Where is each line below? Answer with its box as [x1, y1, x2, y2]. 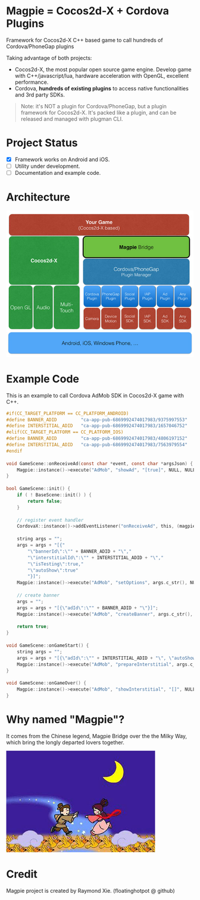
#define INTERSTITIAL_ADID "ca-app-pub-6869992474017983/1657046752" [6, 423, 187, 429]
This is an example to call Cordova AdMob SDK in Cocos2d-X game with [6, 391, 185, 399]
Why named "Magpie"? [6, 713, 125, 726]
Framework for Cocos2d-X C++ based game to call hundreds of [6, 36, 163, 43]
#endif [6, 448, 23, 454]
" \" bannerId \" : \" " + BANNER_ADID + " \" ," [27, 548, 132, 554]
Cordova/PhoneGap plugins [6, 43, 74, 50]
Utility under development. [14, 162, 80, 170]
